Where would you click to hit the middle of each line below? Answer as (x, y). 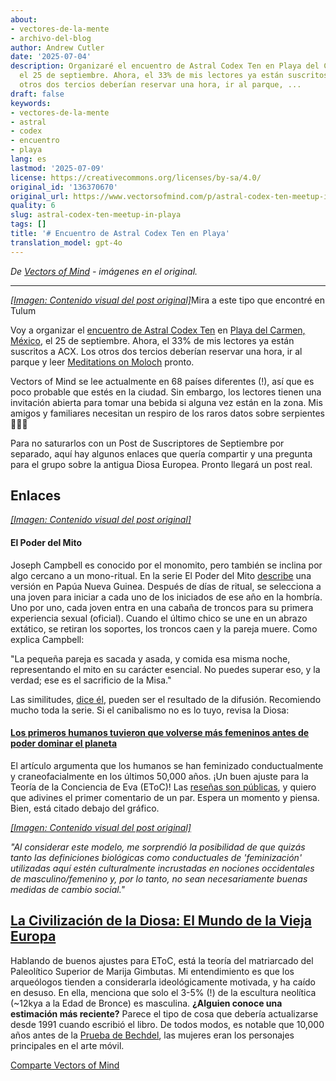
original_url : (40, 196)
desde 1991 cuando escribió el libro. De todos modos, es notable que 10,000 (167, 1024)
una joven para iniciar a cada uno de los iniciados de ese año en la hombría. (166, 597)
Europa (33, 936)
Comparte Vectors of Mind (65, 1065)
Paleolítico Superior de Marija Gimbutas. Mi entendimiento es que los (152, 971)
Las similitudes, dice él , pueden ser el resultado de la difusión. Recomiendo (166, 699)
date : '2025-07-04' (51, 57)
